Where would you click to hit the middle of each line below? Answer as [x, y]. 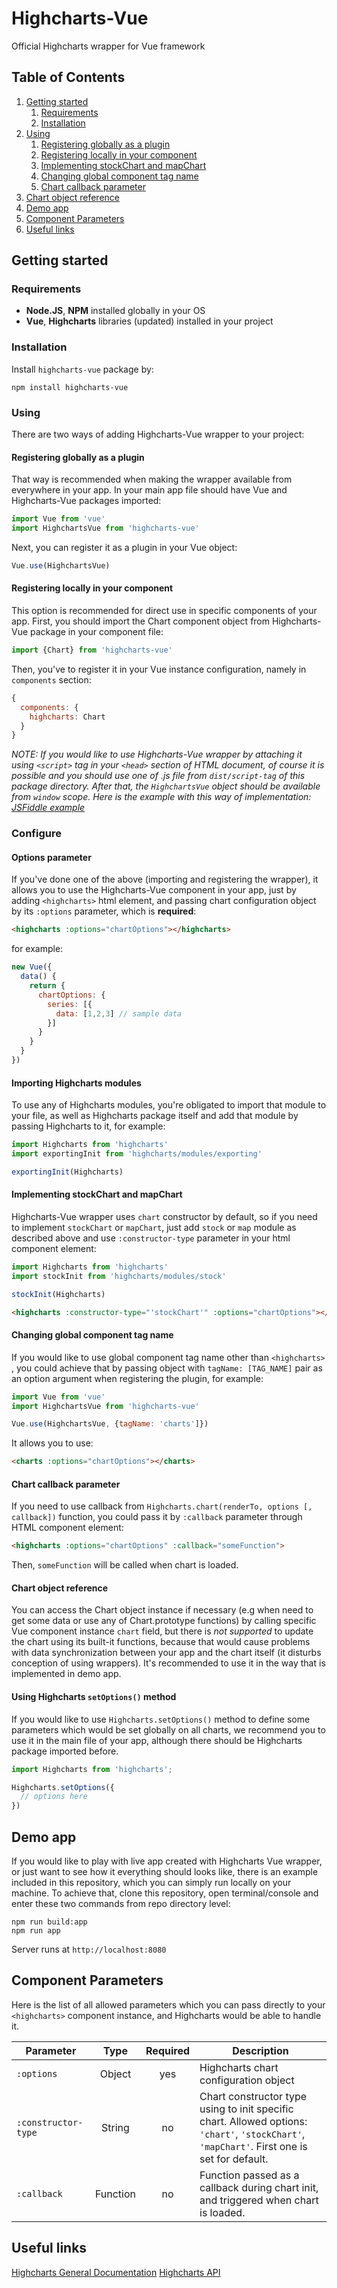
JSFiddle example [48, 808]
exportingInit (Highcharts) [67, 1172]
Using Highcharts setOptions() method [94, 1697]
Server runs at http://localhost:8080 [89, 1949]
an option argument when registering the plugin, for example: [137, 1378]
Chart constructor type [253, 2096]
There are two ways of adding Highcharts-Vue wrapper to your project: [158, 434]
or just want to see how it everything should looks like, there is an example [165, 1871]
